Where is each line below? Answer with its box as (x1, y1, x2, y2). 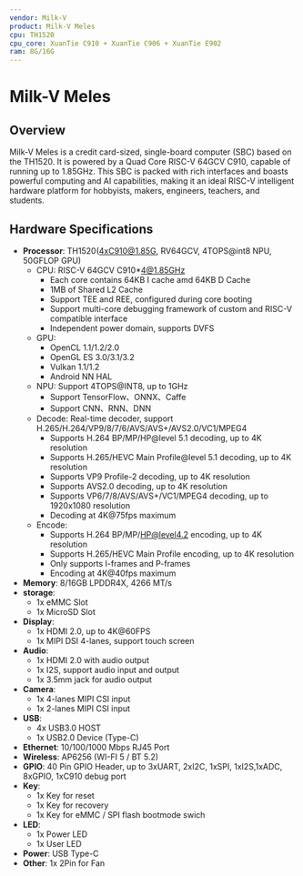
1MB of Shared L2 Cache (49, 284, 144, 295)
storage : (22, 587, 56, 598)
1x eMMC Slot (35, 597, 88, 608)
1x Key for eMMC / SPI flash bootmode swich (35, 809, 206, 820)
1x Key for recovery (35, 800, 109, 811)
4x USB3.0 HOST (35, 722, 102, 733)
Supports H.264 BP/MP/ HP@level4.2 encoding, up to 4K (49, 529, 262, 539)
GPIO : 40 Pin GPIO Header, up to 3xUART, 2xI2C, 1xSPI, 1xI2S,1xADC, (22, 760, 283, 771)
